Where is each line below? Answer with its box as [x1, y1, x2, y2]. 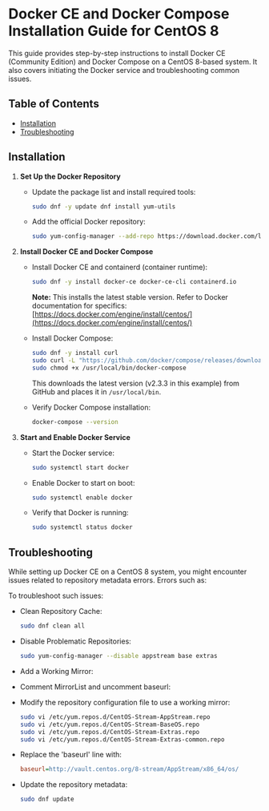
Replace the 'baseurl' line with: [19, 750, 122, 760]
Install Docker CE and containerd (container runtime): [31, 262, 208, 272]
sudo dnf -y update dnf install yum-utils [31, 202, 176, 211]
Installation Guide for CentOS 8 [8, 22, 219, 40]
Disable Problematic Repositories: [19, 636, 132, 646]
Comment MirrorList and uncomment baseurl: [19, 682, 171, 692]
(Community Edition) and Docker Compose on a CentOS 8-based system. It [8, 57, 258, 67]
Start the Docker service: [31, 448, 114, 458]
